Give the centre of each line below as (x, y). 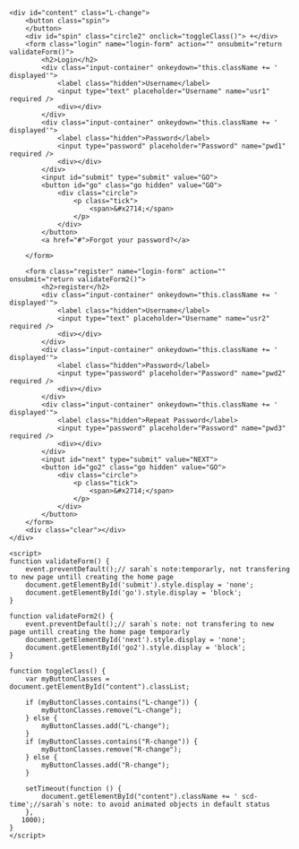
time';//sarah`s (39, 804)
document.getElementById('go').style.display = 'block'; (134, 593)
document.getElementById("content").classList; (100, 687)
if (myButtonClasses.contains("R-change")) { (112, 742)
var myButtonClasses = (68, 679)
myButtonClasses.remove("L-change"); (111, 710)
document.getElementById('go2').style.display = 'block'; (136, 647)
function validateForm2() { (62, 616)
